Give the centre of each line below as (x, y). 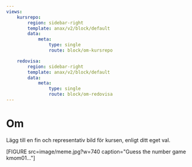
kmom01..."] (21, 157)
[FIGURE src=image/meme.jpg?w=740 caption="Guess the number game (96, 152)
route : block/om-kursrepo (81, 51)
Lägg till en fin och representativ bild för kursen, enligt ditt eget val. (88, 140)
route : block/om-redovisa (81, 94)
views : (14, 12)
